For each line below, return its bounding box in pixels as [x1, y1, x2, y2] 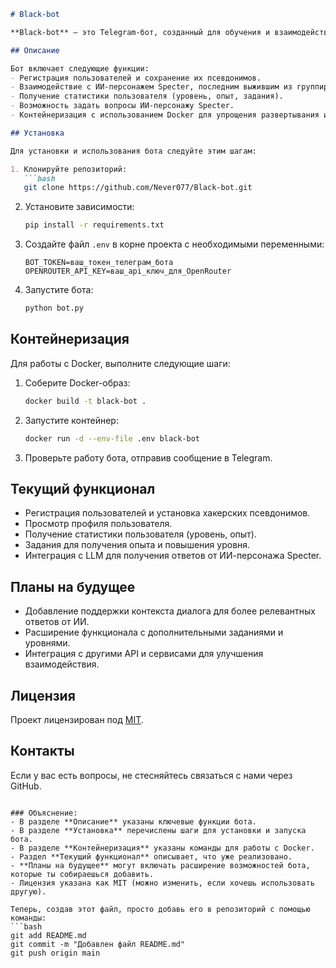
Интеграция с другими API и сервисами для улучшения [24, 648, 264, 660]
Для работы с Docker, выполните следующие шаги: [10, 357, 231, 369]
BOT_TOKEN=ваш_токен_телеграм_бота [24, 258, 174, 268]
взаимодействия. [24, 658, 100, 670]
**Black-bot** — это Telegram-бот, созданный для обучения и [10, 27, 271, 37]
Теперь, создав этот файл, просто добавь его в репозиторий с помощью [10, 904, 311, 914]
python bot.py [24, 303, 84, 314]
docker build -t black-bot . [24, 396, 147, 406]
